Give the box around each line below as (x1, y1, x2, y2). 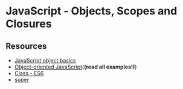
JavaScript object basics (14, 57, 76, 64)
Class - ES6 (14, 70, 44, 76)
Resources (5, 41, 47, 51)
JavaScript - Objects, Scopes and (5, 4, 178, 18)
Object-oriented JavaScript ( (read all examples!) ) (14, 63, 137, 70)
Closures (5, 17, 52, 31)
